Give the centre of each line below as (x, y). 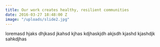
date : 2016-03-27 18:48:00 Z (36, 15)
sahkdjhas (16, 39)
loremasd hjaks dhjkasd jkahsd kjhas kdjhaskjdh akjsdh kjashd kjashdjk (80, 34)
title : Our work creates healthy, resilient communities (67, 10)
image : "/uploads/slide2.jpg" (38, 19)
